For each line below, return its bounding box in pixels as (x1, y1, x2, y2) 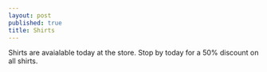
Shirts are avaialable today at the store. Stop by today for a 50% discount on (8, 48, 259, 58)
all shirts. (8, 56, 38, 66)
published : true (8, 19, 62, 27)
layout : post (8, 11, 52, 20)
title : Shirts (8, 26, 56, 34)
